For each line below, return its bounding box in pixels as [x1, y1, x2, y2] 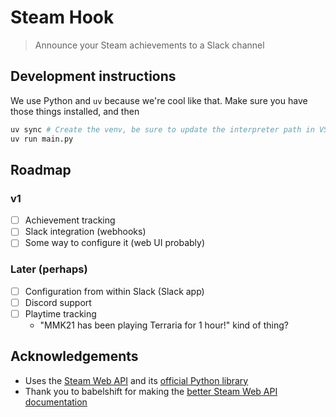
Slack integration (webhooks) [24, 226, 147, 238]
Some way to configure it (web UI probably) [24, 237, 206, 249]
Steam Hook [10, 6, 115, 29]
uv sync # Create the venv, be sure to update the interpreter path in [10, 124, 315, 135]
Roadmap [10, 161, 72, 178]
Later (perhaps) [10, 262, 88, 276]
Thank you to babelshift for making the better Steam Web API [24, 385, 278, 397]
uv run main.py [10, 134, 74, 144]
